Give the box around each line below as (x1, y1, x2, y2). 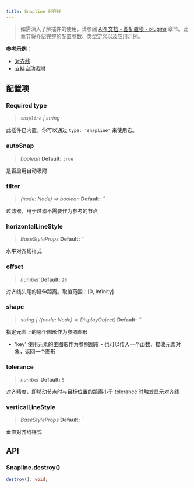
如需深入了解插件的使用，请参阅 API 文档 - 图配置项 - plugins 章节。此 (20, 25, 189, 32)
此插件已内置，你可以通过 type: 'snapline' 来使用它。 (6, 127, 138, 134)
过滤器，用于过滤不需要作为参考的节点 (6, 207, 98, 214)
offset (6, 262, 23, 271)
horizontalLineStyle (6, 222, 63, 230)
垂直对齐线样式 (6, 428, 42, 435)
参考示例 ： (6, 45, 32, 52)
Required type (6, 101, 47, 109)
